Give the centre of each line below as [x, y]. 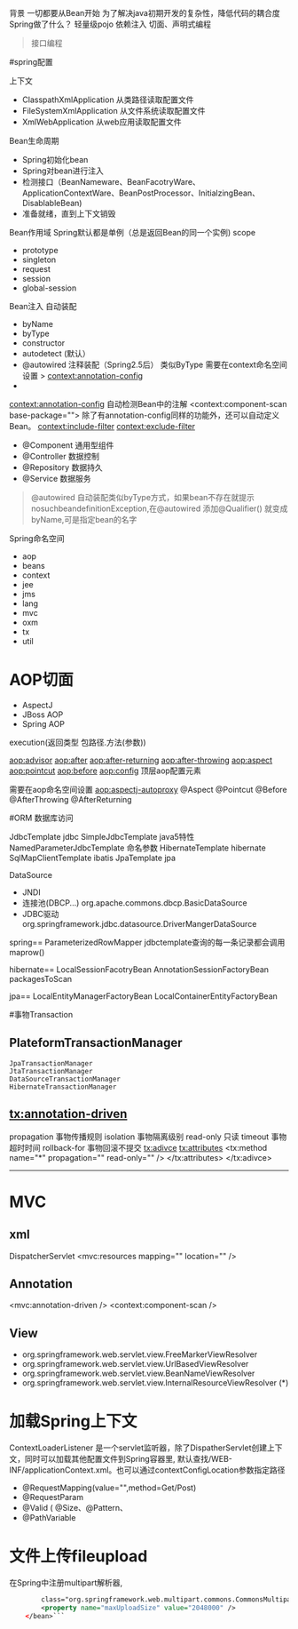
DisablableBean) [52, 203]
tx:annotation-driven [68, 1114]
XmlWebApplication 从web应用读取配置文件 [102, 122]
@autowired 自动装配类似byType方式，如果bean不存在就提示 [143, 497]
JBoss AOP [43, 715]
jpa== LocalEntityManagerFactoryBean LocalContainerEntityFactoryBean [143, 996]
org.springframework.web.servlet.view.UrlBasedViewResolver [135, 1364]
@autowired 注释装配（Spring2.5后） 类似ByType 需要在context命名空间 [155, 364]
